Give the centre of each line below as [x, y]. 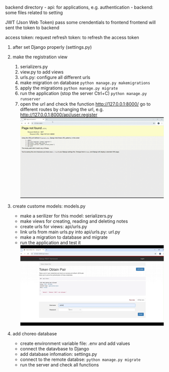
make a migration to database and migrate [64, 237]
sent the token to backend [32, 28]
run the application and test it [50, 242]
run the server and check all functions [59, 365]
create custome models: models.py [49, 206]
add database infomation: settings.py [58, 354]
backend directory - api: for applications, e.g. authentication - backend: [79, 7]
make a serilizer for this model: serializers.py [66, 216]
